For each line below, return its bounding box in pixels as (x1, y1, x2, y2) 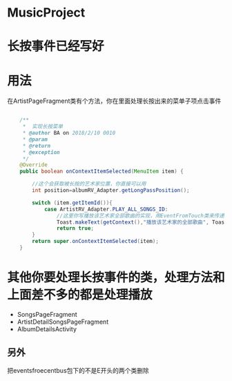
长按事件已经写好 (7, 39, 105, 55)
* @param (22, 136, 48, 143)
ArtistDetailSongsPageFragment (17, 317, 109, 326)
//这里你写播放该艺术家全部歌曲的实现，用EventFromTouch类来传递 (56, 212, 224, 219)
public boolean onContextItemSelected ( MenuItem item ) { (19, 168, 184, 175)
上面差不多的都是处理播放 (7, 287, 153, 303)
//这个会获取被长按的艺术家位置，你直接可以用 (32, 181, 146, 188)
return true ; (56, 225, 95, 232)
